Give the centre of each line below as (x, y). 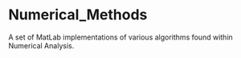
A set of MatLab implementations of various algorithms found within (120, 37)
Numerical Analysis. (41, 45)
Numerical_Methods (78, 15)
